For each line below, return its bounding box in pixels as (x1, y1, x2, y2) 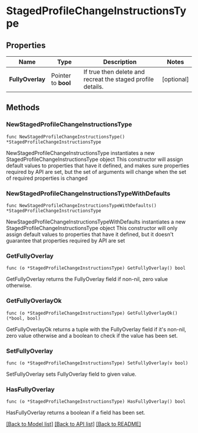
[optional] (161, 75, 189, 83)
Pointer (51, 72, 71, 79)
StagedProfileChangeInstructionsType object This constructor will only (6, 224, 178, 231)
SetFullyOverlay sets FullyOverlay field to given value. (6, 370, 137, 377)
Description (103, 58, 137, 66)
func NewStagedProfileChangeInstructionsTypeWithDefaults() (6, 202, 157, 208)
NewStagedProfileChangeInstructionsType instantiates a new (6, 149, 155, 156)
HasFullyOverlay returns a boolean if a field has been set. (6, 409, 146, 416)
